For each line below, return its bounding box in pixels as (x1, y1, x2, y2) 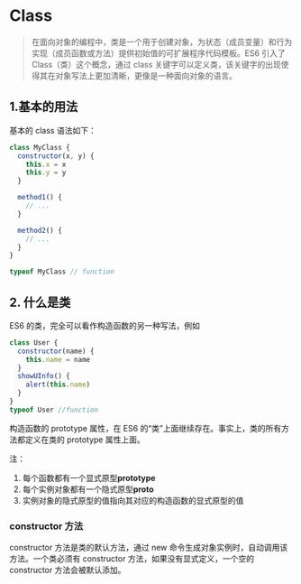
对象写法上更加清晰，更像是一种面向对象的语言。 (55, 70, 237, 81)
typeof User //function (9, 405, 99, 414)
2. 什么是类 (9, 294, 71, 310)
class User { (9, 338, 59, 348)
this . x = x (25, 160, 67, 169)
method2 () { (17, 226, 63, 235)
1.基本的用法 (9, 99, 78, 115)
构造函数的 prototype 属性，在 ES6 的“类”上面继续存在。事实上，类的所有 (9, 422, 282, 433)
